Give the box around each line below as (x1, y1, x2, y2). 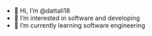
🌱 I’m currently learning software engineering (13, 21, 146, 29)
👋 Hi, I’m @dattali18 (13, 7, 70, 15)
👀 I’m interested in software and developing (13, 14, 141, 22)
